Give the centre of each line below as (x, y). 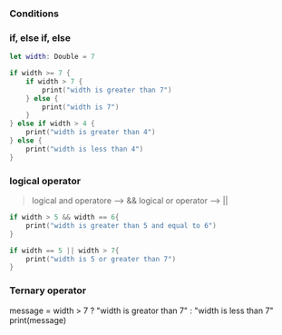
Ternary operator (48, 291)
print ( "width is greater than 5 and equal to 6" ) (122, 225)
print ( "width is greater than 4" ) (91, 133)
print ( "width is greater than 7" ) (107, 90)
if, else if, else (40, 37)
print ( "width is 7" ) (81, 107)
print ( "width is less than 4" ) (85, 149)
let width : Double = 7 (52, 57)
